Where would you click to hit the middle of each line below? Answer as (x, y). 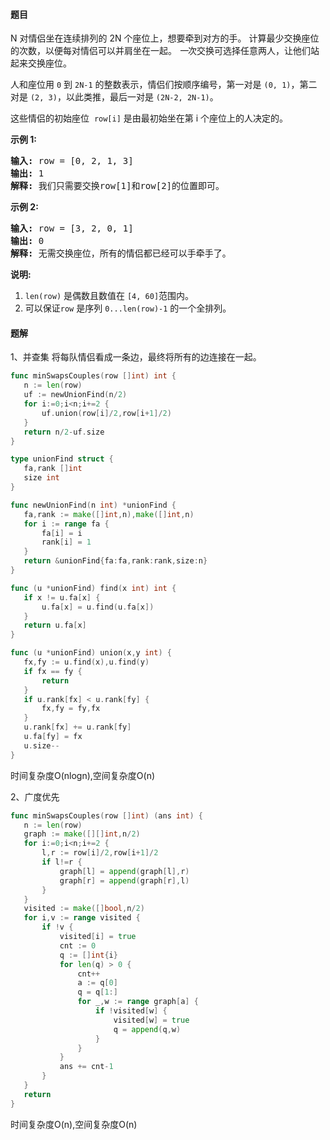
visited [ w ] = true (151, 1020)
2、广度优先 (35, 796)
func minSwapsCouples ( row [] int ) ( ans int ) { (106, 815)
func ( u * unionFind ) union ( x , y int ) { (91, 653)
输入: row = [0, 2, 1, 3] (72, 161)
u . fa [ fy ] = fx (53, 737)
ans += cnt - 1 (86, 1067)
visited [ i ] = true (98, 937)
